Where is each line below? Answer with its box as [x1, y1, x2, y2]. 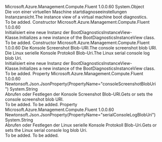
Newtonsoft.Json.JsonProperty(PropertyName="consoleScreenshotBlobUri [5, 81, 156, 87]
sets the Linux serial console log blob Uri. [5, 127, 88, 133]
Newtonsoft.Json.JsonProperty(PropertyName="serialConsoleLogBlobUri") [5, 112, 156, 117]
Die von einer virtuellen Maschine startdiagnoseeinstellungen [5, 9, 127, 15]
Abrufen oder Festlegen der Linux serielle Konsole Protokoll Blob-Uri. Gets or [5, 122, 157, 128]
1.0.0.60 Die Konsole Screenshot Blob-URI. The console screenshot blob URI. [5, 45, 157, 50]
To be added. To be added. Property [5, 102, 77, 107]
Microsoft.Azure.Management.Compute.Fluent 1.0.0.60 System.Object [5, 4, 144, 9]
